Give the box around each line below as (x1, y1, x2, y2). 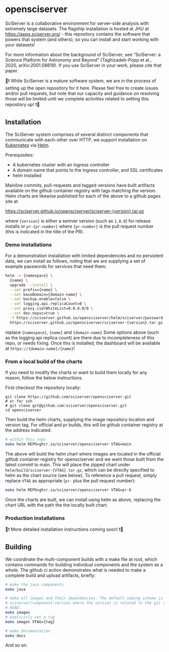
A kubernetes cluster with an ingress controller (12, 162, 110, 168)
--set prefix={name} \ (10, 287, 57, 292)
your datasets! (5, 41, 35, 47)
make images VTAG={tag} (5, 619, 55, 624)
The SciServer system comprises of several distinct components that (5, 131, 148, 137)
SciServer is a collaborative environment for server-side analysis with (5, 20, 149, 26)
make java (5, 587, 26, 592)
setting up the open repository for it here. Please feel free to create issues (5, 85, 158, 91)
